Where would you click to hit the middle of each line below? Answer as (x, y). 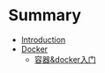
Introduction (43, 40)
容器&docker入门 (65, 59)
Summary (45, 15)
